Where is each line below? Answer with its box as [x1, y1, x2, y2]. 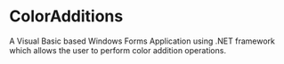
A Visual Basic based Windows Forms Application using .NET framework [9, 36, 276, 46]
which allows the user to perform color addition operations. [9, 44, 227, 55]
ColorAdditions [9, 6, 124, 27]
